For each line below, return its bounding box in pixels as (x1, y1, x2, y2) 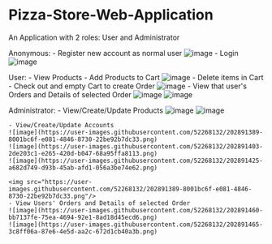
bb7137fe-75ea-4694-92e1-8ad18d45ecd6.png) (8, 213, 158, 221)
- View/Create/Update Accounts (8, 121, 114, 129)
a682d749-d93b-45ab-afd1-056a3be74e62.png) (8, 164, 158, 172)
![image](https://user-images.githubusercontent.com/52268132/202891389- (8, 128, 264, 136)
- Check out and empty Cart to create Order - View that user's (8, 81, 248, 91)
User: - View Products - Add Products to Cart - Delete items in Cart (8, 72, 264, 82)
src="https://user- (26, 178, 93, 186)
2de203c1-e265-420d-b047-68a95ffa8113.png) (8, 149, 158, 157)
